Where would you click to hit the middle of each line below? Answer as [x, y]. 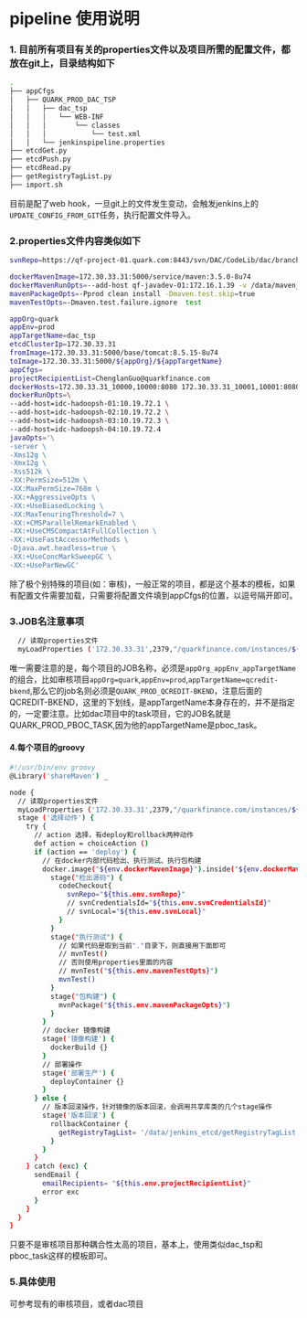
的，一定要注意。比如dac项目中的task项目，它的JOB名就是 [120, 713]
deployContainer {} [87, 1081]
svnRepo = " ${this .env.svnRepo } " [126, 895]
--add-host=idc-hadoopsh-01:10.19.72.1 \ [90, 404]
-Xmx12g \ [28, 463]
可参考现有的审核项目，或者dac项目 [77, 1303]
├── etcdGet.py [38, 151]
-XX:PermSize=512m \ [49, 481]
